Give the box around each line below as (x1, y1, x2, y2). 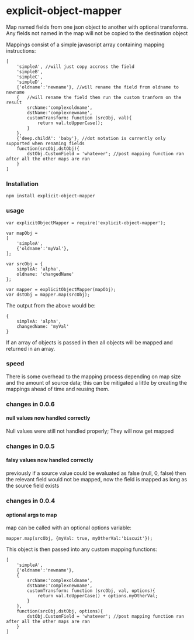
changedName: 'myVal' (16, 323, 69, 329)
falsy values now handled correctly (6, 457, 93, 464)
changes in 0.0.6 (6, 400, 55, 408)
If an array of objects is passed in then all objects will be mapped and (6, 338, 174, 346)
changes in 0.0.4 (6, 497, 56, 505)
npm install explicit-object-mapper (6, 193, 95, 199)
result (6, 100, 22, 105)
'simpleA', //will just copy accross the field (16, 63, 134, 70)
